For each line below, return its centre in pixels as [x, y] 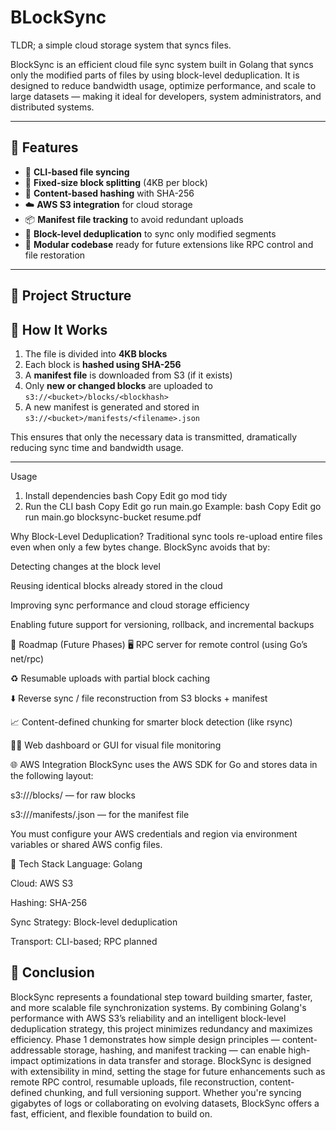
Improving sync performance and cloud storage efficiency [130, 605]
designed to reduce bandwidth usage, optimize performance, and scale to [163, 85]
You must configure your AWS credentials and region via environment [154, 833]
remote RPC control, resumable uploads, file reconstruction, [134, 1082]
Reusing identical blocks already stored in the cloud [116, 585]
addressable [36, 1050]
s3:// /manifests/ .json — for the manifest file [100, 814]
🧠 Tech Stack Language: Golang [76, 863]
